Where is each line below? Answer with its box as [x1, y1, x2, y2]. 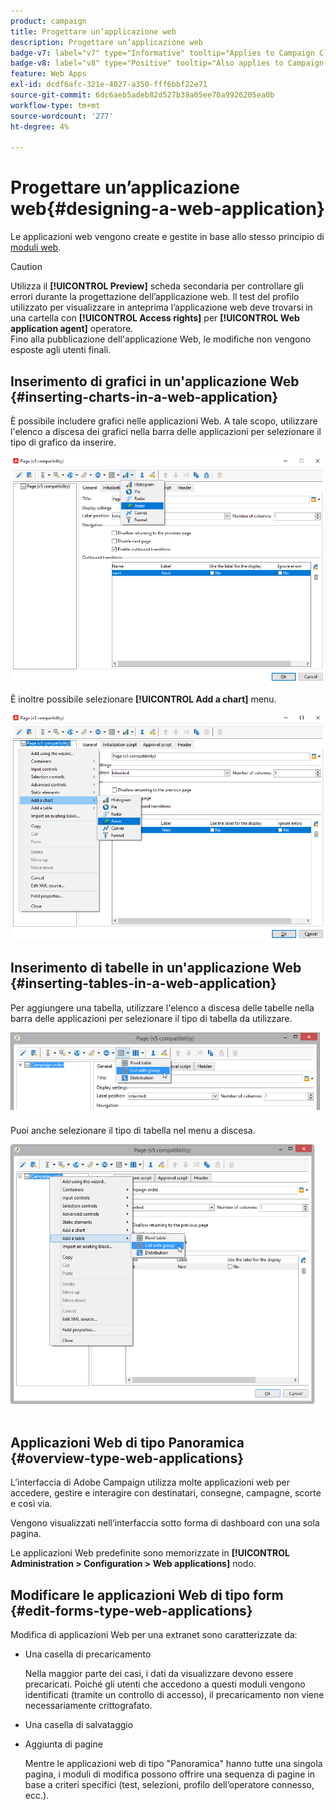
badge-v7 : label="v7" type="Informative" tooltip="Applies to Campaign [10, 48, 315, 58]
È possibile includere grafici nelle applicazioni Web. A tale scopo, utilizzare [10, 415, 318, 427]
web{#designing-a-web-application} [10, 198, 326, 220]
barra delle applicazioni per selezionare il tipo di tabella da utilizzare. [10, 1012, 293, 1024]
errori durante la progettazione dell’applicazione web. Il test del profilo [10, 291, 300, 303]
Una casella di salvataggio [24, 1719, 134, 1731]
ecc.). [24, 1790, 50, 1802]
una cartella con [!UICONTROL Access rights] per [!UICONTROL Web [10, 312, 300, 324]
